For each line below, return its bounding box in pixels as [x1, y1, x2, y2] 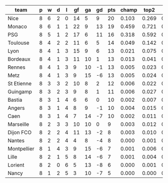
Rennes [7, 64, 26, 71]
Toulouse [7, 40, 29, 46]
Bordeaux [7, 56, 31, 62]
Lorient [7, 161, 24, 168]
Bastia [7, 96, 22, 103]
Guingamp [7, 88, 32, 95]
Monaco [7, 23, 27, 30]
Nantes [7, 137, 25, 144]
